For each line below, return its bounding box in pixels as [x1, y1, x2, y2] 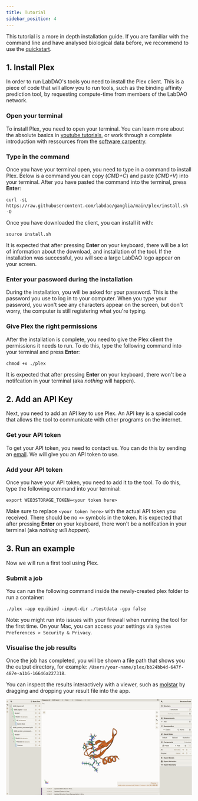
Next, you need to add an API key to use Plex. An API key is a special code [6, 410, 187, 417]
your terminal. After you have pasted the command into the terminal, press [6, 178, 187, 186]
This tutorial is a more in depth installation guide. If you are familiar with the [6, 33, 189, 40]
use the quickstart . [6, 45, 52, 53]
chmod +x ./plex [6, 361, 46, 367]
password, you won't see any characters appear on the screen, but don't [6, 301, 183, 309]
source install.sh [6, 231, 51, 237]
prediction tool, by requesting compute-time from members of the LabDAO [6, 90, 187, 98]
